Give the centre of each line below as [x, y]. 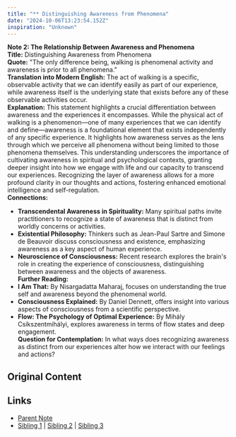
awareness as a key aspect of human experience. [90, 249]
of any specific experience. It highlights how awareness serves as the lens [116, 137]
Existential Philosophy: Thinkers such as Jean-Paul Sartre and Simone [121, 234]
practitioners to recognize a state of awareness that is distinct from [115, 219]
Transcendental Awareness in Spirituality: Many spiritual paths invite [120, 211]
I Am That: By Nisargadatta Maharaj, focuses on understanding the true [122, 287]
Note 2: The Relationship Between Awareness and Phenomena [101, 47]
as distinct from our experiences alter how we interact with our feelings [121, 347]
